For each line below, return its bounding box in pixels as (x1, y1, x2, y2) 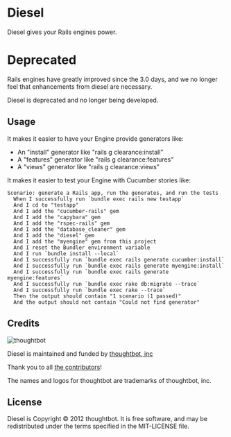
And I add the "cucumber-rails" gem (13, 207, 119, 214)
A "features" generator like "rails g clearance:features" (17, 155, 174, 164)
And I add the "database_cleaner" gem (13, 225, 126, 233)
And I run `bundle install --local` (13, 250, 119, 257)
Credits (7, 318, 40, 329)
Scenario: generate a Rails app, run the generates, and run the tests (7, 189, 219, 196)
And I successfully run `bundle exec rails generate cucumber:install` (13, 256, 225, 263)
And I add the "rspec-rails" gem (13, 220, 110, 227)
